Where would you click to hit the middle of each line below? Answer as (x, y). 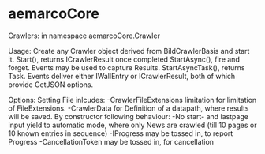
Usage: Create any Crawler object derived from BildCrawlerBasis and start (129, 51)
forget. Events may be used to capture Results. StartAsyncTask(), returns (127, 67)
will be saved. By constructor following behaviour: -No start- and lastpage (128, 116)
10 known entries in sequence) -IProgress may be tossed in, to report (121, 133)
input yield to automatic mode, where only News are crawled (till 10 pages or (132, 125)
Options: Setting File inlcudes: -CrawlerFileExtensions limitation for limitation (132, 100)
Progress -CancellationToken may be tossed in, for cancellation (111, 141)
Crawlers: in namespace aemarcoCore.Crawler (84, 36)
